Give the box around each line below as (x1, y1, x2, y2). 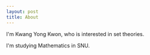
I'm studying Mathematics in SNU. (6, 42, 90, 49)
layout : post (6, 8, 39, 15)
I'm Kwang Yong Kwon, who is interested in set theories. (6, 30, 145, 37)
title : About (6, 14, 39, 20)
